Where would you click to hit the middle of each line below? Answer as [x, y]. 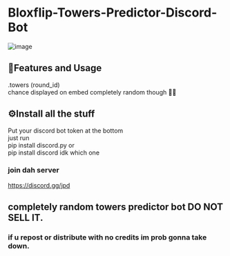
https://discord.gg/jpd [39, 185]
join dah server [33, 170]
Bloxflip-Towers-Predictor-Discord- [113, 13]
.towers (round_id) [34, 85]
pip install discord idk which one [54, 152]
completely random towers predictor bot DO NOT [116, 207]
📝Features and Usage [55, 68]
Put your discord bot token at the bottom [66, 130]
